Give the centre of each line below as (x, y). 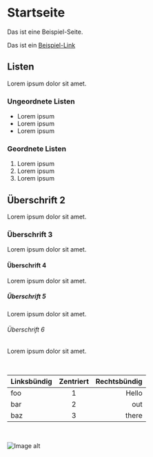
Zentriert (74, 381)
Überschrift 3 (30, 234)
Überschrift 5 (27, 296)
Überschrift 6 (26, 329)
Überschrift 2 (36, 200)
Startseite (36, 13)
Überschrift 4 (27, 265)
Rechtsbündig (119, 381)
